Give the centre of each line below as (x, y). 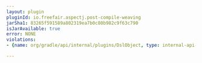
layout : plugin (25, 12)
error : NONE (21, 34)
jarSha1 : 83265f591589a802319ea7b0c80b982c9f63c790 (72, 23)
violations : (21, 40)
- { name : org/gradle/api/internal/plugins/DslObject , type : (83, 46)
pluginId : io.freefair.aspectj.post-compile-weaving (74, 17)
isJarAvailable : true (33, 28)
